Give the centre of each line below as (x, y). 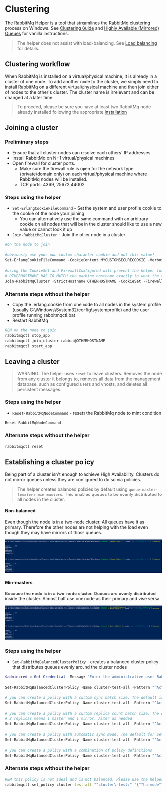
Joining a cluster (32, 128)
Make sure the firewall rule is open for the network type (77, 169)
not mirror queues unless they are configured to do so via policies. (73, 479)
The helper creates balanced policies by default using (72, 489)
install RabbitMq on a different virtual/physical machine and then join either (82, 87)
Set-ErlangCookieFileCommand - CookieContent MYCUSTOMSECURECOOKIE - (78, 260)
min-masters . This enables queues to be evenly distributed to (100, 494)
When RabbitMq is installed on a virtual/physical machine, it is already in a (81, 76)
